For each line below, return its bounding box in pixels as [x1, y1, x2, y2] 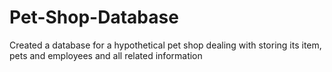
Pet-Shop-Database [9, 6, 179, 29]
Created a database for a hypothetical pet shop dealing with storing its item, [9, 39, 322, 51]
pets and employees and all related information [9, 49, 203, 61]
